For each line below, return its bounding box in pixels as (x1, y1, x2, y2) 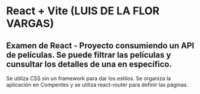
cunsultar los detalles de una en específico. (6, 59, 172, 69)
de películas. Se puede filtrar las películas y (6, 49, 171, 60)
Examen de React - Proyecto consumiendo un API (6, 40, 195, 51)
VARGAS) (6, 17, 54, 30)
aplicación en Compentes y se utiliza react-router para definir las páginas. (6, 82, 189, 88)
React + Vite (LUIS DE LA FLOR (6, 4, 160, 18)
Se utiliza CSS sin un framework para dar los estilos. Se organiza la (6, 75, 171, 82)
